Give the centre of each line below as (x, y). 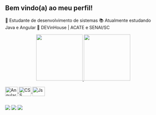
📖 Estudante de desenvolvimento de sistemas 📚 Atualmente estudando (78, 20)
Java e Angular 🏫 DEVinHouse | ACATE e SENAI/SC (57, 27)
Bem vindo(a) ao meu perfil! (49, 8)
